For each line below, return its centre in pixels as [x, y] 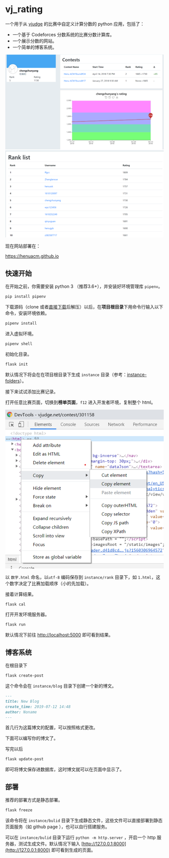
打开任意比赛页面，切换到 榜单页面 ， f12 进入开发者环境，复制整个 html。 [80, 402]
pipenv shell [19, 344]
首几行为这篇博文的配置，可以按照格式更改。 [52, 727]
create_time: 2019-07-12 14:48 [38, 707]
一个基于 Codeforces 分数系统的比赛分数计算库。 [63, 34]
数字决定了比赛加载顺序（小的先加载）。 [50, 583]
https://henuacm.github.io [32, 256]
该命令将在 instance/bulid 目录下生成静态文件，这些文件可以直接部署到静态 [84, 820]
